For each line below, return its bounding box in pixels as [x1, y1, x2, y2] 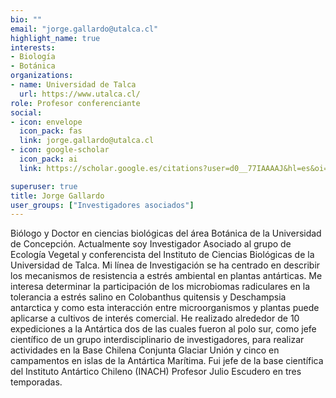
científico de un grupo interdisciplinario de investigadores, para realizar [10, 334, 305, 346]
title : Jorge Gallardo [10, 191, 105, 201]
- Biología [10, 52, 56, 62]
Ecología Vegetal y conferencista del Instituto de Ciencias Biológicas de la [10, 249, 315, 261]
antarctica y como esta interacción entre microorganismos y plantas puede [10, 302, 320, 314]
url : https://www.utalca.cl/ [19, 89, 141, 99]
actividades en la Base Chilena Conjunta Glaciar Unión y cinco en [10, 344, 280, 356]
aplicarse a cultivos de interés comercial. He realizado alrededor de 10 [10, 312, 300, 325]
